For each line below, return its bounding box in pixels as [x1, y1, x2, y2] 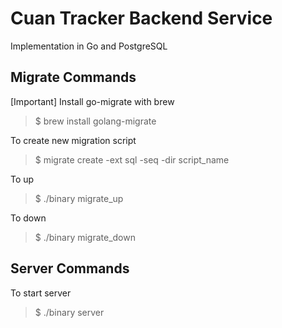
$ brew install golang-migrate [34, 115, 157, 127]
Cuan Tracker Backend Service [10, 7, 273, 30]
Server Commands [10, 260, 130, 277]
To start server [10, 287, 72, 299]
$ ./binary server [34, 306, 105, 318]
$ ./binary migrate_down [34, 231, 136, 243]
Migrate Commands [10, 69, 137, 86]
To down [10, 212, 47, 224]
